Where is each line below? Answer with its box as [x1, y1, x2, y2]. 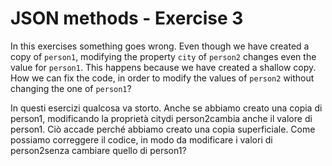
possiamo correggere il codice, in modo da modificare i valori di [10, 133, 273, 146]
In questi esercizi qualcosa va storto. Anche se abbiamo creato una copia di [10, 102, 323, 114]
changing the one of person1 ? [10, 82, 132, 94]
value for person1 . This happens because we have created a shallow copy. [10, 61, 317, 73]
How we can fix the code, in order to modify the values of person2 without [10, 72, 315, 84]
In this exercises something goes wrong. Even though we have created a [10, 40, 310, 52]
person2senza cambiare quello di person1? [10, 144, 187, 156]
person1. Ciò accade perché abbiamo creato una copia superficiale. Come [10, 123, 316, 135]
